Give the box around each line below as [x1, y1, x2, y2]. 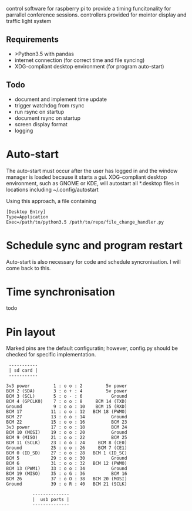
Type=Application [6, 214, 49, 220]
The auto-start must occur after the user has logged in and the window [6, 167, 178, 174]
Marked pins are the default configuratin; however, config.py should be [6, 345, 178, 352]
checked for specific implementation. [6, 351, 96, 358]
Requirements [6, 35, 59, 45]
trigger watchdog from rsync [14, 101, 85, 109]
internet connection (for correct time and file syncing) [14, 56, 145, 64]
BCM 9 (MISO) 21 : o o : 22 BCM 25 [6, 435, 127, 441]
